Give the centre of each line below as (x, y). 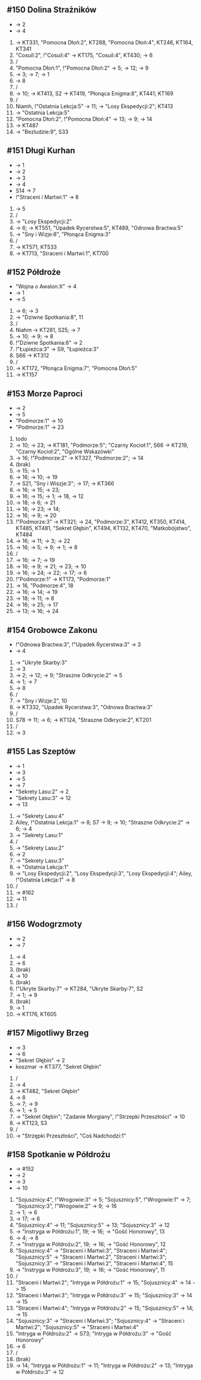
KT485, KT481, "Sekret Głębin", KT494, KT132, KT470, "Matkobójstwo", (103, 528)
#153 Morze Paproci (45, 394)
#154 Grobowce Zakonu (52, 630)
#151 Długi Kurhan (41, 150)
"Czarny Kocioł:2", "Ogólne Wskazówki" (65, 452)
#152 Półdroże (34, 272)
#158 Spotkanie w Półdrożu (59, 1155)
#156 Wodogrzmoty (45, 924)
